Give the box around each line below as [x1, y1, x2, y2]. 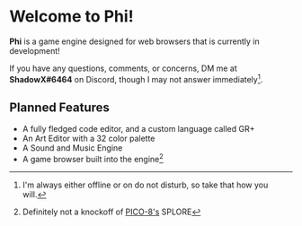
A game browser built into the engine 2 [22, 152, 164, 165]
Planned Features [9, 100, 111, 115]
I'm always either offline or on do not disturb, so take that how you [22, 179, 269, 190]
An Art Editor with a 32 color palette [22, 133, 155, 144]
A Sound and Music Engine [22, 143, 123, 153]
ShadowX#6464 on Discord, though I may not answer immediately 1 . [9, 72, 263, 84]
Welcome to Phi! [9, 6, 134, 27]
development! [9, 45, 60, 56]
